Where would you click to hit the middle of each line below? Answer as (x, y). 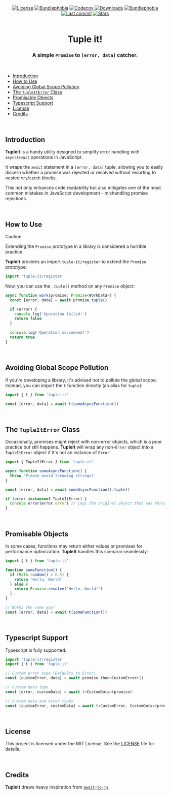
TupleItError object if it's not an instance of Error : (58, 453)
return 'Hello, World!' (39, 579)
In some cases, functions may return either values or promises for (74, 546)
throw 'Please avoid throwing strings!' (53, 475)
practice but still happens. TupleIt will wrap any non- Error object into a (79, 447)
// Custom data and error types (39, 701)
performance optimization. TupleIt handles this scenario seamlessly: (77, 552)
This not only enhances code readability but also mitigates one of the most (83, 188)
